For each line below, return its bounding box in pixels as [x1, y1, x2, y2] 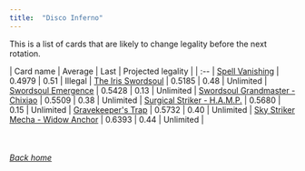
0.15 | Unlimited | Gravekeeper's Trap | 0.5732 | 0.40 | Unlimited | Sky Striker [9, 104, 295, 115]
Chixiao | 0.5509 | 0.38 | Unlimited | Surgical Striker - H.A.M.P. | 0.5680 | [9, 95, 281, 106]
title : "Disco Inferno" [9, 13, 103, 23]
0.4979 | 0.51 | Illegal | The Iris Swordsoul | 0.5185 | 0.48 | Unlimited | [9, 75, 268, 86]
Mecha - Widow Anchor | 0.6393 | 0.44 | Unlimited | [9, 114, 204, 125]
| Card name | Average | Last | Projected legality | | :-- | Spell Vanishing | [9, 65, 280, 76]
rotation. [9, 47, 41, 59]
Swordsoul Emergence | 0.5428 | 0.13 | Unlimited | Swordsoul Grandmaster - [9, 85, 296, 96]
